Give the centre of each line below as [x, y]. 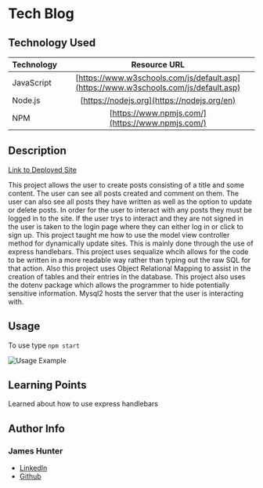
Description [37, 151]
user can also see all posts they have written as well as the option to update [130, 202]
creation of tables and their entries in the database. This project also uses [127, 276]
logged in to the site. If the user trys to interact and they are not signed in [126, 218]
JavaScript [32, 83]
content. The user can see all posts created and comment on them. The [124, 193]
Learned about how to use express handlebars [83, 404]
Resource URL [158, 65]
